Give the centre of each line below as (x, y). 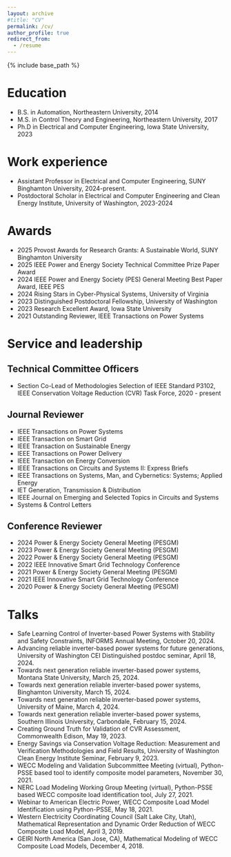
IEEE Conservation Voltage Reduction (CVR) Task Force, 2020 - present (119, 393)
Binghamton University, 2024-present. (72, 188)
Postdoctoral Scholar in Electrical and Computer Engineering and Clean (119, 195)
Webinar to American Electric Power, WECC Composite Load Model (113, 802)
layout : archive (30, 13)
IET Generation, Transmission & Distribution (79, 490)
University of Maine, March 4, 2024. (68, 707)
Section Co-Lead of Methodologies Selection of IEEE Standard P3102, (116, 385)
